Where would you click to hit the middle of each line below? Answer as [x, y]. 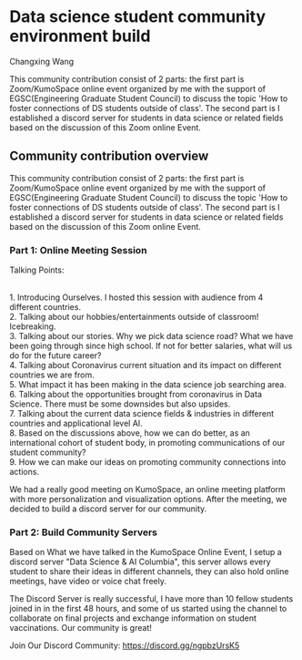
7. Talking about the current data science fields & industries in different [142, 414]
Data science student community [138, 17]
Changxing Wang [42, 61]
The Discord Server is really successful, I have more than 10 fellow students [151, 599]
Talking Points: [37, 270]
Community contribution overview [109, 156]
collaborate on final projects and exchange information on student [133, 618]
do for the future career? [55, 356]
